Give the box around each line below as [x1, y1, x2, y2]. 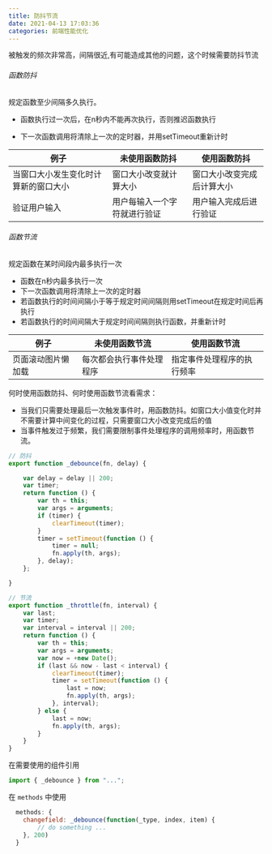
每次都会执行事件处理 [82, 354, 164, 365]
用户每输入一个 [112, 195, 170, 207]
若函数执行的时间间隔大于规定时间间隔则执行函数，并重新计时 [19, 316, 227, 326]
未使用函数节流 [94, 337, 151, 349]
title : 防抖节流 [8, 11, 58, 20]
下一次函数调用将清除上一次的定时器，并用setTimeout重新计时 [19, 131, 228, 141]
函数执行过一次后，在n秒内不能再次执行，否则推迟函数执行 [19, 114, 217, 124]
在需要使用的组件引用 [8, 760, 79, 770]
